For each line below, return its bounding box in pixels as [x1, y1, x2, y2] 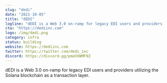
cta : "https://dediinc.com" [5, 26, 64, 31]
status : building [5, 40, 42, 45]
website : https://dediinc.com [5, 44, 69, 49]
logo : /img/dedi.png [5, 30, 49, 35]
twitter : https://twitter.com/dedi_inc [5, 49, 89, 54]
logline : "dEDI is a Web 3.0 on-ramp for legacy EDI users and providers [5, 21, 163, 26]
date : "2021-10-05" [5, 12, 46, 17]
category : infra [5, 35, 39, 40]
